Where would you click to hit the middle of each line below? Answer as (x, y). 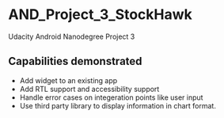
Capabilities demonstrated (75, 61)
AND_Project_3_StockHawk (100, 15)
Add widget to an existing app (68, 80)
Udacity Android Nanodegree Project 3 (72, 36)
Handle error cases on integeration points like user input (111, 97)
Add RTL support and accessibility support (89, 89)
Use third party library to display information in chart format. (118, 105)
